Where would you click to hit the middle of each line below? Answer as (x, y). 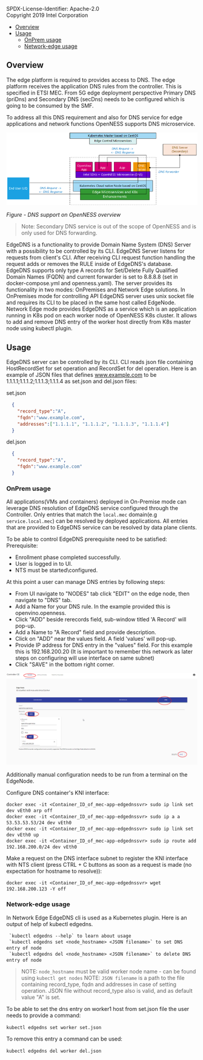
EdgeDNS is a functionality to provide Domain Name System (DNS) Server (99, 245)
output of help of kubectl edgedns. (50, 924)
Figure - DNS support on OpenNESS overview (64, 215)
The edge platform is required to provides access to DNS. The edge (91, 80)
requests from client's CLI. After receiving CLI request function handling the (101, 257)
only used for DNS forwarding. (59, 233)
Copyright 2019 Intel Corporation (47, 15)
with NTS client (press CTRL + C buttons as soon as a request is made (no (99, 865)
